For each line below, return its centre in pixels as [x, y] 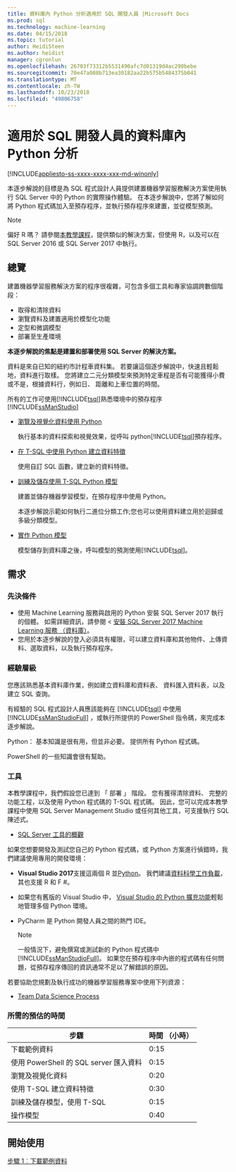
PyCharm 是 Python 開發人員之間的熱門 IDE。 [83, 921]
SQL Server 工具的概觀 [50, 835]
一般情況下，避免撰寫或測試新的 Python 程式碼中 [88, 950]
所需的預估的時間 [36, 1015]
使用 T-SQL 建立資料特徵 [52, 1089]
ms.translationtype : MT [42, 79]
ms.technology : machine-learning [56, 27]
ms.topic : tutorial [36, 40]
